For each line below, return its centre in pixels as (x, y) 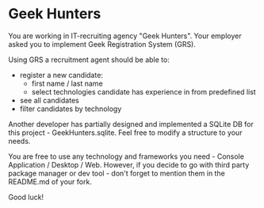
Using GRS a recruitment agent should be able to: (89, 60)
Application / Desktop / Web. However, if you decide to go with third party (129, 164)
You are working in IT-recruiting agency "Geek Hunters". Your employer (125, 36)
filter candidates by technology (71, 109)
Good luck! (26, 197)
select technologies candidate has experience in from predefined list (143, 91)
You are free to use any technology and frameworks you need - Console (126, 156)
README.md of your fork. (50, 181)
